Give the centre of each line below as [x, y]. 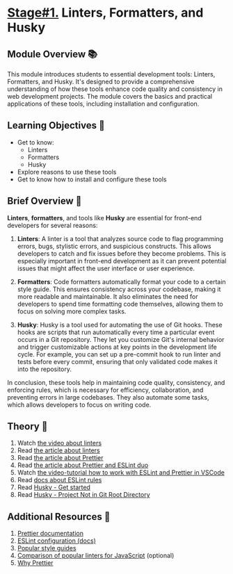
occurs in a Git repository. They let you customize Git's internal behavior [121, 339]
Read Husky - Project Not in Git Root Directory [84, 495]
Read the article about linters [58, 450]
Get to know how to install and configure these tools [92, 179]
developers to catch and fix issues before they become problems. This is [121, 253]
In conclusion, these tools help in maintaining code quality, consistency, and [116, 382]
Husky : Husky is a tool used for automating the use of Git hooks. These [120, 325]
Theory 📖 [27, 426]
